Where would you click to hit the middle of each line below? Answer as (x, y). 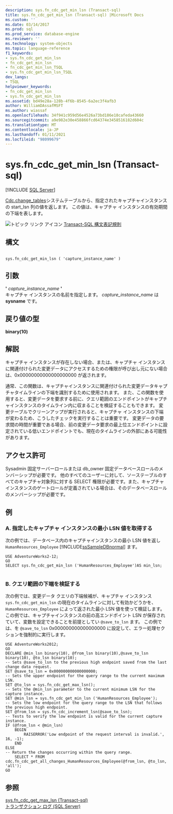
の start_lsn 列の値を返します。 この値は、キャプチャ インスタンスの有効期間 (86, 207)
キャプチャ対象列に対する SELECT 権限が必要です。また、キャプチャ (91, 482)
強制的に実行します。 (46, 635)
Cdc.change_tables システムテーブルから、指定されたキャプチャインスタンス (86, 201)
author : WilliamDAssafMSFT (34, 106)
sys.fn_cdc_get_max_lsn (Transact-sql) (47, 800)
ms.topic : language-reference (38, 48)
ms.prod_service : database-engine (42, 34)
